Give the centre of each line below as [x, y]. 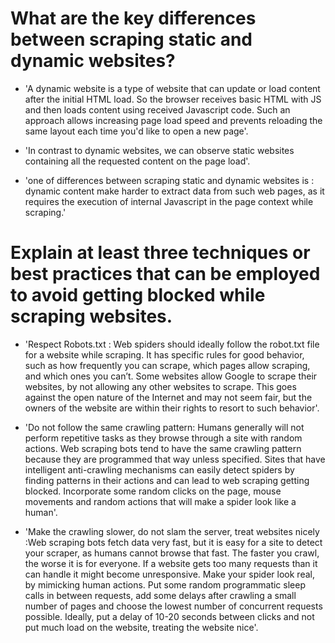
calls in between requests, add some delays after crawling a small [160, 595]
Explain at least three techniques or [160, 253]
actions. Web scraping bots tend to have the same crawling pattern [163, 448]
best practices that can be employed [165, 274]
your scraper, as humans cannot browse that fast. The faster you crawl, [172, 553]
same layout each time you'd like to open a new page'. [136, 131]
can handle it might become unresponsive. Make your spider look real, [169, 574]
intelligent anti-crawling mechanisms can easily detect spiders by [159, 469]
